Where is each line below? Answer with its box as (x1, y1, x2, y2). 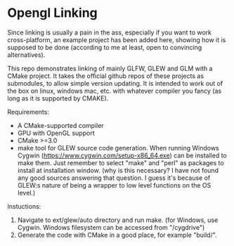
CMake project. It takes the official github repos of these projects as (7, 72, 204, 80)
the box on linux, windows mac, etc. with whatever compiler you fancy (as (7, 86, 222, 95)
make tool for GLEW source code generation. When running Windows (17, 143, 219, 152)
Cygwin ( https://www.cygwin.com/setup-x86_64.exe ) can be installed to (17, 151, 227, 160)
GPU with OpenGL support (17, 129, 95, 137)
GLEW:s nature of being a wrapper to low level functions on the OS (17, 181, 212, 189)
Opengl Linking (7, 5, 98, 21)
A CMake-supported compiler (17, 121, 104, 129)
